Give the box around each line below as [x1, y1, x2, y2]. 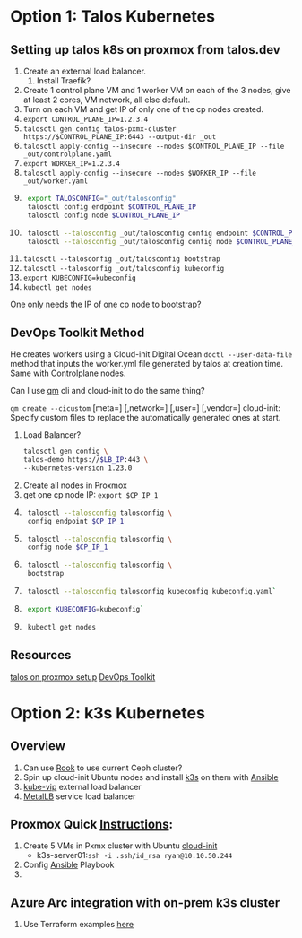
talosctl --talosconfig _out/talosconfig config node [27, 237, 233, 246]
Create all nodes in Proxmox [22, 480, 128, 491]
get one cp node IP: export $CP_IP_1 [22, 489, 159, 499]
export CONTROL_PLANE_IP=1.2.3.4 [22, 115, 149, 124]
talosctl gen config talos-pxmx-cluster [22, 125, 177, 134]
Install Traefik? [36, 75, 91, 86]
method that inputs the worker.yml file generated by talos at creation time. [10, 359, 283, 369]
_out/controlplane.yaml [22, 150, 113, 159]
